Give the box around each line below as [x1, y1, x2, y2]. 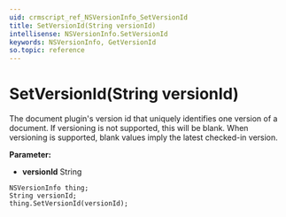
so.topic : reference [9, 46, 86, 55]
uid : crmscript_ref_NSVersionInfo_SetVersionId [9, 12, 189, 22]
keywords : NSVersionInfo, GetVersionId [9, 37, 157, 47]
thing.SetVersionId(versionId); [9, 199, 128, 208]
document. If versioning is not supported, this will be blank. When [9, 123, 249, 134]
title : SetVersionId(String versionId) [9, 21, 157, 30]
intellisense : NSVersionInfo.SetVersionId [9, 29, 168, 38]
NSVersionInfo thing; [9, 183, 89, 193]
